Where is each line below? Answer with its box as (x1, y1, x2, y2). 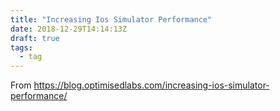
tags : (10, 42, 33, 53)
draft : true (10, 33, 60, 43)
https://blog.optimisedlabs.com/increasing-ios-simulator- (33, 79, 270, 91)
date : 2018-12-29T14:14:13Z (10, 24, 128, 34)
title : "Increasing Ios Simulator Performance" (10, 14, 213, 25)
